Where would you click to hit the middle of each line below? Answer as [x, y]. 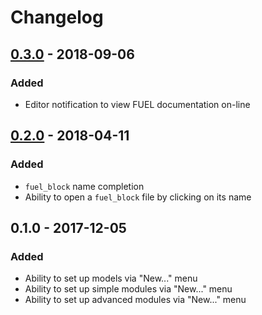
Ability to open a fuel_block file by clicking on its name [138, 197]
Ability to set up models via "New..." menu [111, 278]
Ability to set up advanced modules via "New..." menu [135, 300]
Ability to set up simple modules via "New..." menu [128, 289]
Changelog [57, 17]
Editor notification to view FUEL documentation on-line [137, 104]
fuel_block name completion [84, 186]
